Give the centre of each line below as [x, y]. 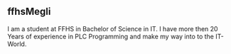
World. [17, 44]
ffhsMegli [29, 12]
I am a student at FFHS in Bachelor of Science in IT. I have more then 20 [113, 28]
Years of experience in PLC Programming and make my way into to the [111, 36]
